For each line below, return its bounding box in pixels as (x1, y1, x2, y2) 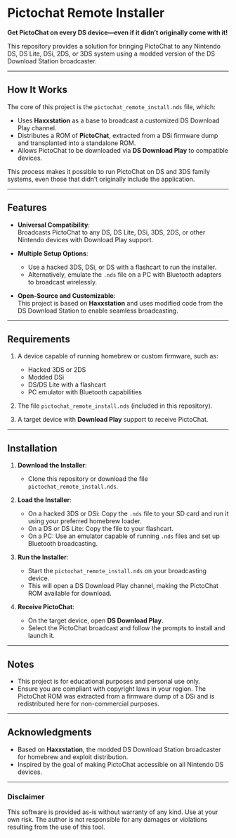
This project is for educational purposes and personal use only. (17, 677, 201, 685)
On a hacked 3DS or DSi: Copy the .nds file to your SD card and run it (27, 509, 229, 518)
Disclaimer (7, 792, 45, 801)
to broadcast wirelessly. (27, 277, 97, 286)
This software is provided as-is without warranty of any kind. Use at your (7, 808, 218, 816)
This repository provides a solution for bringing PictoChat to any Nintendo (7, 42, 221, 50)
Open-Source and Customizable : (17, 291, 116, 300)
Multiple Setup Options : (17, 249, 88, 258)
